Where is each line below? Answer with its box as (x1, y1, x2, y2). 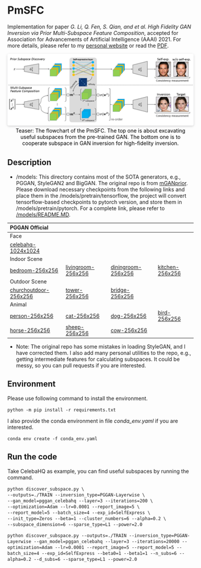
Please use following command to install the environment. (7, 395, 148, 402)
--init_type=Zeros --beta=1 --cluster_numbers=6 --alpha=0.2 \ (7, 515, 167, 521)
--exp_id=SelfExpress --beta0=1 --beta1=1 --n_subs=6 (41, 550, 177, 556)
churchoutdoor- (9, 286, 50, 293)
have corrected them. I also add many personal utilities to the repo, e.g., (15, 349, 192, 356)
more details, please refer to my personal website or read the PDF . (7, 42, 169, 49)
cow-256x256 (110, 327, 148, 334)
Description (7, 157, 51, 167)
